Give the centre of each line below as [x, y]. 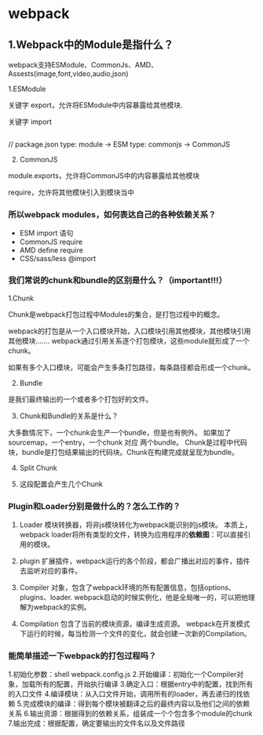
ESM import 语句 [46, 233]
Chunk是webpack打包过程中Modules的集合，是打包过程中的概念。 [116, 314]
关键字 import [30, 122]
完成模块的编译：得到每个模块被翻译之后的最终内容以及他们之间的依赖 [136, 704]
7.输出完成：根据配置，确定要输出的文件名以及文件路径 [97, 723]
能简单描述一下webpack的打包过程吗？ [82, 656]
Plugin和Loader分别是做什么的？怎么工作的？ [95, 506]
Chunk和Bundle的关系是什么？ [69, 416]
